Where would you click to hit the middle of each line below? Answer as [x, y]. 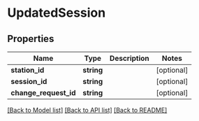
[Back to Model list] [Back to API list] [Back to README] [87, 110]
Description [130, 58]
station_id [28, 70]
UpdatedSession [57, 13]
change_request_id [43, 93]
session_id [29, 81]
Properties [31, 39]
